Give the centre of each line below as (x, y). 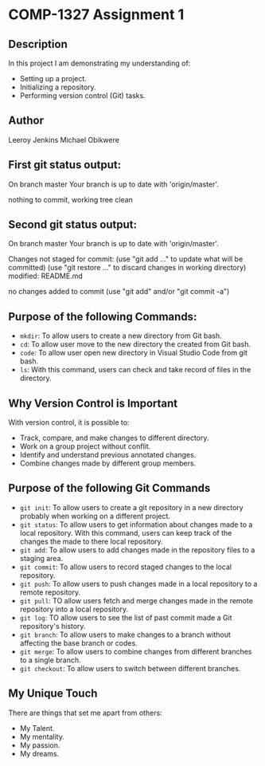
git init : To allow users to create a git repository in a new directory (132, 507)
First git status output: (65, 165)
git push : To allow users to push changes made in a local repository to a (138, 583)
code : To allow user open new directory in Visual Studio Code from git (134, 353)
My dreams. (39, 753)
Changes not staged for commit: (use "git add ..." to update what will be (126, 259)
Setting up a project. (53, 79)
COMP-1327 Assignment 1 (96, 15)
